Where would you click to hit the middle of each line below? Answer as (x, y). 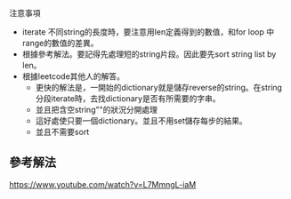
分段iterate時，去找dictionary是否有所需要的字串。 (128, 99)
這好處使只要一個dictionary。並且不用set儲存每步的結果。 (141, 121)
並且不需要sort (62, 132)
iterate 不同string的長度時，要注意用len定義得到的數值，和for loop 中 (148, 32)
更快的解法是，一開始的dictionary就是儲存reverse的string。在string (159, 88)
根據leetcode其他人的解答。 (73, 76)
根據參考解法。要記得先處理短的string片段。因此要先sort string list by (149, 54)
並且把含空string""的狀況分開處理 (97, 110)
